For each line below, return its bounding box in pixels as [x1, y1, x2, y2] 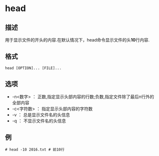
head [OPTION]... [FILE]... [5, 66, 62, 71]
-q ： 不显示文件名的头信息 [12, 118, 66, 124]
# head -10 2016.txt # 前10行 [5, 147, 64, 152]
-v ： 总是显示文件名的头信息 [12, 112, 70, 117]
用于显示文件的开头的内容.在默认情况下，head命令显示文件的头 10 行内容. [5, 37, 150, 43]
